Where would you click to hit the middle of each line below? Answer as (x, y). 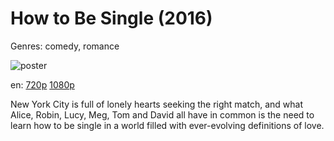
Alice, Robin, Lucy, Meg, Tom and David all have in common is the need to (162, 114)
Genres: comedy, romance (65, 46)
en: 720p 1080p (42, 84)
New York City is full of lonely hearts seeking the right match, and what (157, 104)
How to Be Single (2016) (111, 18)
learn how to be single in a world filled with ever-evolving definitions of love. (167, 125)
